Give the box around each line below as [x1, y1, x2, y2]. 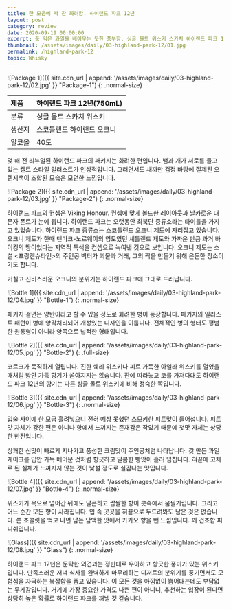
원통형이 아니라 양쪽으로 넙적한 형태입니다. [14, 327, 129, 335]
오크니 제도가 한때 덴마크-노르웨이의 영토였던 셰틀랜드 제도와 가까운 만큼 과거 [7, 234, 214, 242]
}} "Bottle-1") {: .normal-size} [36, 296, 120, 304]
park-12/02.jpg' [7, 80, 51, 89]
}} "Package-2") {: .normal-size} [52, 194, 144, 203]
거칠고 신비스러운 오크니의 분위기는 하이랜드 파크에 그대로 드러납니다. [7, 275, 192, 283]
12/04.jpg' [7, 296, 36, 304]
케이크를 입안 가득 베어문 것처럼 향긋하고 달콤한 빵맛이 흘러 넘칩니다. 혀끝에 [7, 455, 209, 463]
